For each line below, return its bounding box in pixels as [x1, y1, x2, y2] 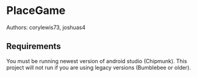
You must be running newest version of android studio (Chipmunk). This [6, 57, 187, 64]
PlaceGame [6, 4, 66, 18]
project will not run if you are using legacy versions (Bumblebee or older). [6, 64, 191, 71]
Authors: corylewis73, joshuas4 [6, 24, 86, 31]
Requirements [6, 41, 61, 52]
